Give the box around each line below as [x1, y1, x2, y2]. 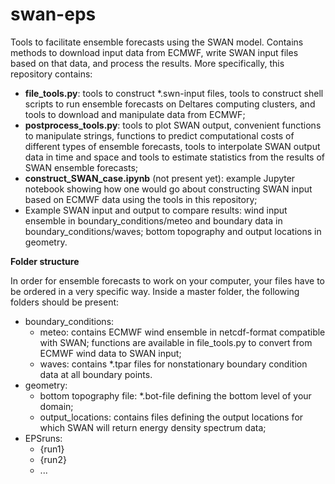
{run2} [39, 453, 67, 465]
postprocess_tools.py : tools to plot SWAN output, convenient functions [24, 119, 322, 131]
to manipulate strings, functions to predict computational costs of [24, 129, 295, 142]
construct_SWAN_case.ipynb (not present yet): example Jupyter [24, 172, 296, 184]
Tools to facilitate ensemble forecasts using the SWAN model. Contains [10, 36, 304, 48]
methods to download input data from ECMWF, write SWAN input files [10, 46, 299, 58]
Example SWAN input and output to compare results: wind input [24, 204, 288, 216]
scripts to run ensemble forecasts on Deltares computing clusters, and [24, 98, 316, 110]
